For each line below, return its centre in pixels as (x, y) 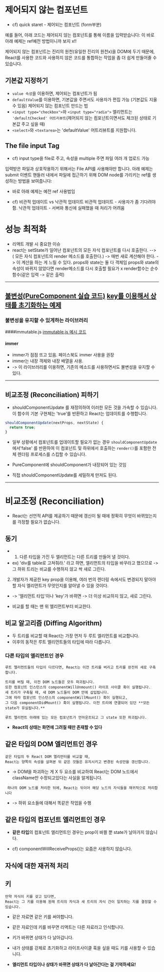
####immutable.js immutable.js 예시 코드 (46, 332)
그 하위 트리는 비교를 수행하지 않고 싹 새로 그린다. (59, 569)
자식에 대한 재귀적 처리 (37, 865)
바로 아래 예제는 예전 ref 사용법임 (44, 191)
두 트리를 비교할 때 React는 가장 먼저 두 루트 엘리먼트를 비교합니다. (76, 636)
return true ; (23, 427)
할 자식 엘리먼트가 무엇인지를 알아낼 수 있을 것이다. (60, 585)
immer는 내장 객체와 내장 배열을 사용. (48, 361)
